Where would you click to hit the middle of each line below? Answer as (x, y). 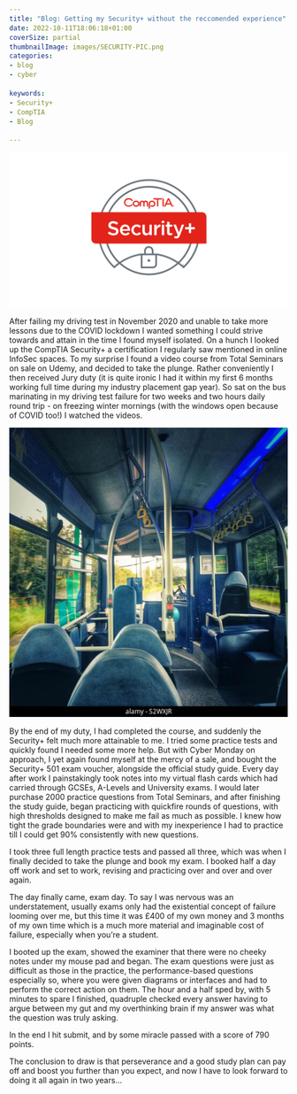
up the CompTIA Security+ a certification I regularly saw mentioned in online (148, 349)
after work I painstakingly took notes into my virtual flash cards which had (144, 778)
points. (22, 1044)
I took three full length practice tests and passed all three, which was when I (148, 852)
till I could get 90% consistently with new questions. (104, 835)
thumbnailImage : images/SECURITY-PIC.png (87, 47)
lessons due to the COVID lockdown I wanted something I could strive (136, 330)
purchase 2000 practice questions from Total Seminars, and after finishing (145, 797)
